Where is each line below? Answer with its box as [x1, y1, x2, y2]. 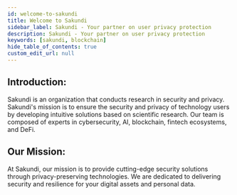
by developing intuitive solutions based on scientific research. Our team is [7, 110, 224, 118]
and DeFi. [7, 125, 36, 133]
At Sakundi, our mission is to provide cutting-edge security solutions [7, 165, 209, 173]
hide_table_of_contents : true [7, 43, 98, 50]
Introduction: [7, 76, 67, 89]
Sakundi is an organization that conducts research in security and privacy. [7, 95, 225, 104]
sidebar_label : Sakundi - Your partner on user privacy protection [7, 23, 212, 30]
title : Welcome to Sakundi [7, 17, 88, 24]
